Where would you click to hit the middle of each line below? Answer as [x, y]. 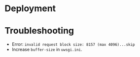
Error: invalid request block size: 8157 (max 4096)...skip [73, 44]
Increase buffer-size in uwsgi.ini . [47, 50]
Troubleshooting [39, 31]
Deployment [30, 9]
